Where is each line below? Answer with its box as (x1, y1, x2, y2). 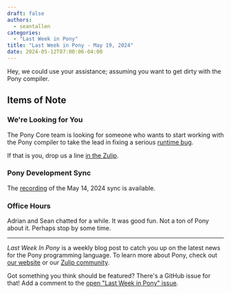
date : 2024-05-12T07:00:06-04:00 (7, 49, 103, 56)
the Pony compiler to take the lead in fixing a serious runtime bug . (7, 138, 194, 146)
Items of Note (7, 94, 67, 106)
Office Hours (7, 201, 52, 210)
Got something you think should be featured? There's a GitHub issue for (7, 272, 211, 280)
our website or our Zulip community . (7, 258, 110, 267)
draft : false (7, 10, 45, 17)
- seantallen (13, 23, 51, 30)
